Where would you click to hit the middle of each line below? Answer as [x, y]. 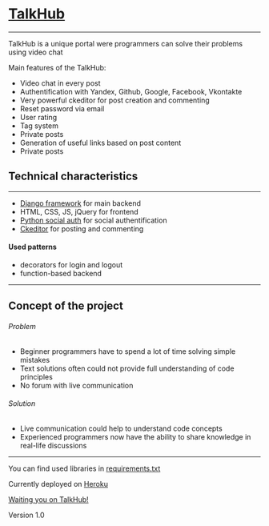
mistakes [35, 359]
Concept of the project [66, 306]
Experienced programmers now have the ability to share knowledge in [135, 436]
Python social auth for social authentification [93, 220]
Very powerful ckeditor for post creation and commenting [114, 100]
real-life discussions [53, 445]
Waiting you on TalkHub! [49, 499]
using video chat [36, 52]
